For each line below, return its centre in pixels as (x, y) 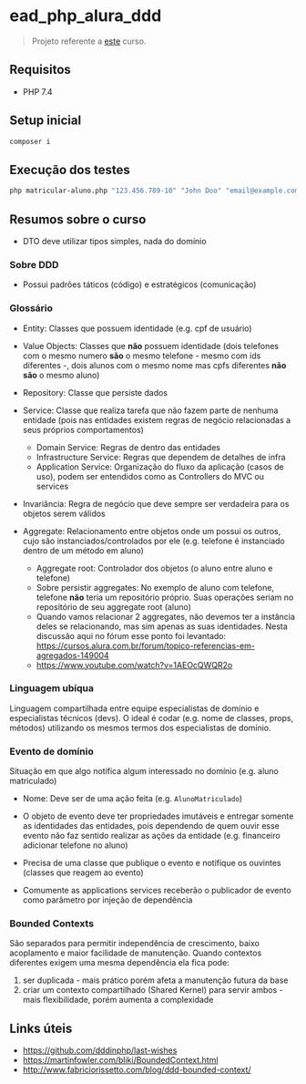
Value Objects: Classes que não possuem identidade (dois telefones (151, 346)
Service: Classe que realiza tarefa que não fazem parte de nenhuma (150, 410)
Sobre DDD (34, 264)
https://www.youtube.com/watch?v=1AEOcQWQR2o (134, 665)
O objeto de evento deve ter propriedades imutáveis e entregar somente (158, 816)
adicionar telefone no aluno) (76, 845)
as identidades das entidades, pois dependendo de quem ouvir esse (151, 826)
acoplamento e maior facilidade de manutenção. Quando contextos (136, 953)
